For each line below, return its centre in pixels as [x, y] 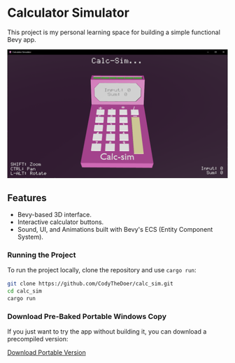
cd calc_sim [24, 291]
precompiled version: [38, 339]
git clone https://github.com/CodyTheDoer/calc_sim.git [90, 284]
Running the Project [42, 255]
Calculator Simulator [68, 13]
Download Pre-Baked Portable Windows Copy [87, 316]
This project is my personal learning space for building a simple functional [114, 32]
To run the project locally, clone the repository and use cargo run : [102, 270]
